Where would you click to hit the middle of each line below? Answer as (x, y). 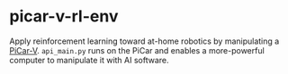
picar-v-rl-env (64, 16)
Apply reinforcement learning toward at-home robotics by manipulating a (144, 41)
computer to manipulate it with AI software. (89, 60)
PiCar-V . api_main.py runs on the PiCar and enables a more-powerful (137, 50)
